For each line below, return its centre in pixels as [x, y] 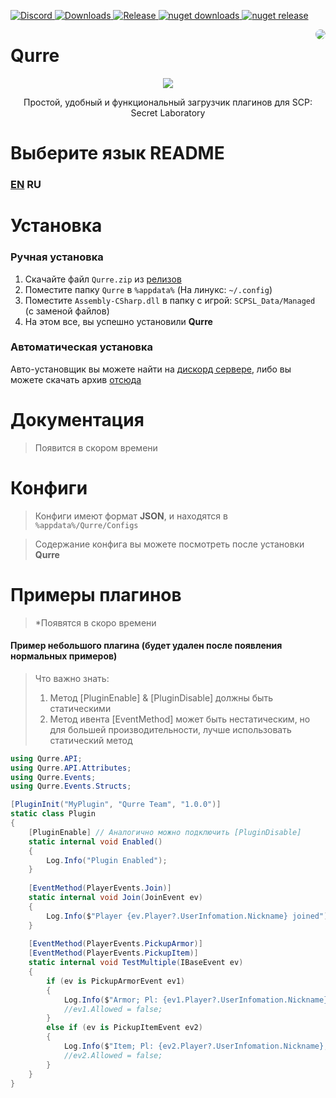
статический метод [91, 740]
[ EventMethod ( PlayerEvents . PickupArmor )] [115, 944]
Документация [77, 420]
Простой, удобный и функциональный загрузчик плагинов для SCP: [168, 102]
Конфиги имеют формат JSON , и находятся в [131, 516]
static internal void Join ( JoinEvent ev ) [115, 898]
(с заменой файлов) [67, 311]
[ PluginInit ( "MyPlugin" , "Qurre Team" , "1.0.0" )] [116, 805]
